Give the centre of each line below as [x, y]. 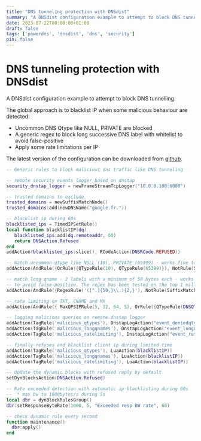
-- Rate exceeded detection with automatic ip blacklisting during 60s [97, 389]
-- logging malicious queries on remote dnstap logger [76, 318]
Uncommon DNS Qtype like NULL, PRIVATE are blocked [83, 128]
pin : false [20, 39]
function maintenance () [36, 422]
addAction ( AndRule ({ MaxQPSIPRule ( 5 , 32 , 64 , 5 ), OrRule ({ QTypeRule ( [95, 307]
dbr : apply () [27, 428]
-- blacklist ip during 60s [41, 219]
